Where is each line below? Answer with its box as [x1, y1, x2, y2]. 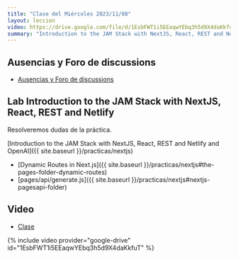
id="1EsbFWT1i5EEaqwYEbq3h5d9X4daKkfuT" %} [7, 243, 154, 252]
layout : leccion [7, 17, 55, 24]
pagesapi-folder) [17, 183, 67, 191]
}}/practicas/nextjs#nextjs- [130, 175, 210, 184]
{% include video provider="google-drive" [7, 236, 131, 244]
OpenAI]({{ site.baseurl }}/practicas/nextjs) [7, 146, 133, 155]
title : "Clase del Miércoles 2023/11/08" [7, 10, 132, 18]
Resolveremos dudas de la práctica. [7, 125, 112, 134]
